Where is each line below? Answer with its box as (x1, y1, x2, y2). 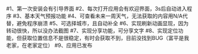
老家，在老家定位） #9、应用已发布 (6, 42, 93, 49)
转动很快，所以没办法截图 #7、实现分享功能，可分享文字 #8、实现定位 (6, 27, 178, 34)
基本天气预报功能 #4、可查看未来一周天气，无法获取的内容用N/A (24, 12, 183, 19)
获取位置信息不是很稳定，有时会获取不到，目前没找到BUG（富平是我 (21, 35, 190, 41)
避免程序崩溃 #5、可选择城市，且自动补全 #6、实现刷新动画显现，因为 (16, 20, 189, 26)
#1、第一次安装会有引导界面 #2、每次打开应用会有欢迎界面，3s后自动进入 (6, 5, 187, 12)
